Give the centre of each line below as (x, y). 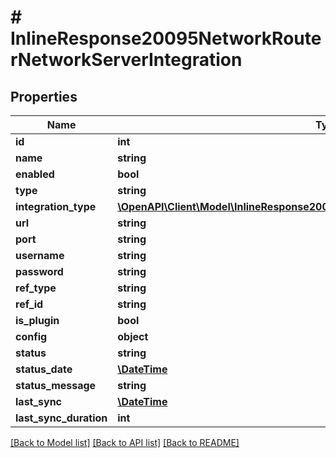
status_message (56, 385)
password (39, 271)
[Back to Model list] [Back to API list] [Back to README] (125, 442)
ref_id (29, 304)
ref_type (36, 288)
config (31, 336)
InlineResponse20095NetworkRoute (166, 38)
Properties (44, 96)
